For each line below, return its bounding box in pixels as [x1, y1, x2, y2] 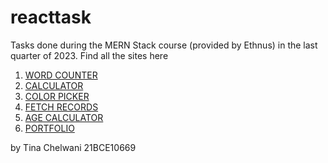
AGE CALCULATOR [24, 111, 104, 123]
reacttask [10, 6, 92, 29]
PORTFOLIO [24, 122, 75, 134]
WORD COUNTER [24, 69, 98, 81]
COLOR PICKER [24, 90, 90, 102]
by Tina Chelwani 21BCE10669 [10, 141, 137, 153]
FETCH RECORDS [24, 101, 99, 113]
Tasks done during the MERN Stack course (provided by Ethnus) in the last [10, 39, 318, 51]
